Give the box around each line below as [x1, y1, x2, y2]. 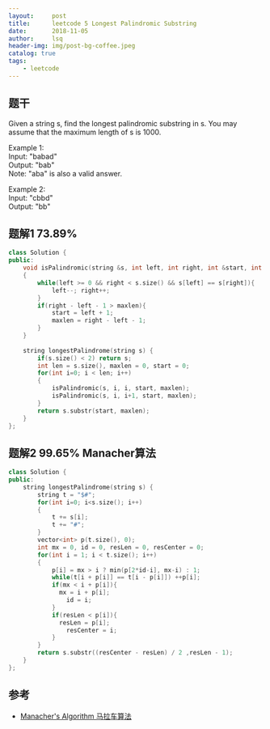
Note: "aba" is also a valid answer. [8, 168, 123, 178]
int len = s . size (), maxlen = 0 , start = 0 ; [37, 362, 190, 370]
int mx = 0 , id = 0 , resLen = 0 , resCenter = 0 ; [37, 543, 205, 551]
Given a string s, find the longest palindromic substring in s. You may [8, 118, 238, 128]
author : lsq [8, 34, 63, 43]
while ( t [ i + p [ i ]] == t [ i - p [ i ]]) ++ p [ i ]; [51, 574, 200, 582]
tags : [8, 57, 27, 66]
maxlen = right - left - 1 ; [51, 316, 147, 324]
